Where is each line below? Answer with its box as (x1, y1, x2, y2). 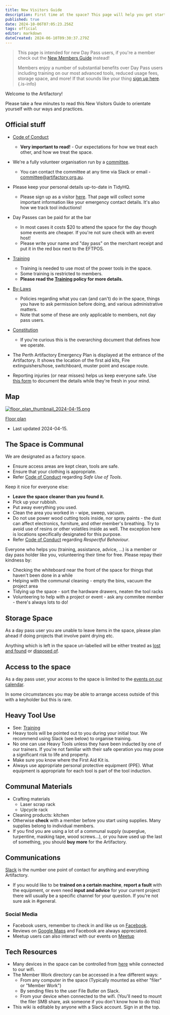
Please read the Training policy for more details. (20, 276, 123, 282)
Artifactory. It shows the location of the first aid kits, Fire (12, 357, 130, 363)
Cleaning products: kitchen (12, 812, 69, 818)
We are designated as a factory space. (5, 453, 86, 459)
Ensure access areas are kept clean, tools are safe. (12, 463, 119, 470)
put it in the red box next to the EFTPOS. (20, 245, 105, 251)
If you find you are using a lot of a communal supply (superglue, (12, 828, 146, 834)
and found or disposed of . (5, 648, 59, 654)
